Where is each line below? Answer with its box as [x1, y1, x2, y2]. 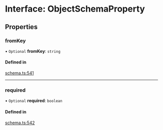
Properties [5, 23, 38, 31]
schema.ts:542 [5, 120, 35, 126]
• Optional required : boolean [5, 98, 63, 104]
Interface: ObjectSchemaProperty [5, 3, 145, 15]
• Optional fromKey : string [5, 48, 61, 54]
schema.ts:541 [5, 70, 34, 76]
